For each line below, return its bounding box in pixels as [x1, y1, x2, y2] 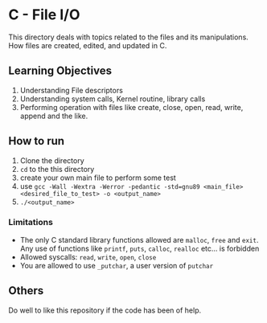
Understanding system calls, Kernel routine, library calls [19, 94, 206, 104]
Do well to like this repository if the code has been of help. [8, 305, 202, 315]
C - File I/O [8, 6, 80, 24]
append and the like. [19, 111, 88, 121]
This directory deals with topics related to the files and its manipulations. [8, 32, 249, 42]
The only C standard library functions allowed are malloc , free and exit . [19, 235, 259, 244]
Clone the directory [19, 155, 84, 166]
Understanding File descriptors [19, 85, 123, 95]
